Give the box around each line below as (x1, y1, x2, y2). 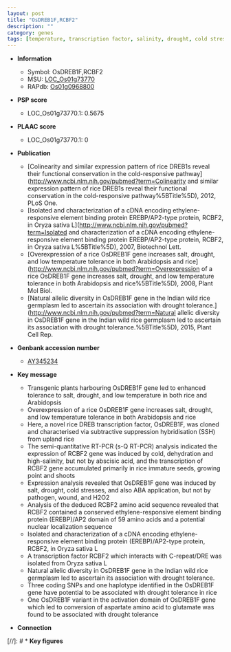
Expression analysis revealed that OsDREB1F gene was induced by (27, 479, 217, 487)
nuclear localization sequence (27, 523, 113, 531)
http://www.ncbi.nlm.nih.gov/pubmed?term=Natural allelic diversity (30, 309, 220, 317)
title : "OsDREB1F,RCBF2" (7, 17, 78, 23)
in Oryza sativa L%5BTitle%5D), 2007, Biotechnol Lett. (27, 243, 181, 251)
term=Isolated (27, 228, 67, 237)
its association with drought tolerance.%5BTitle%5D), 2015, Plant (27, 323, 212, 332)
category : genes (7, 29, 54, 36)
